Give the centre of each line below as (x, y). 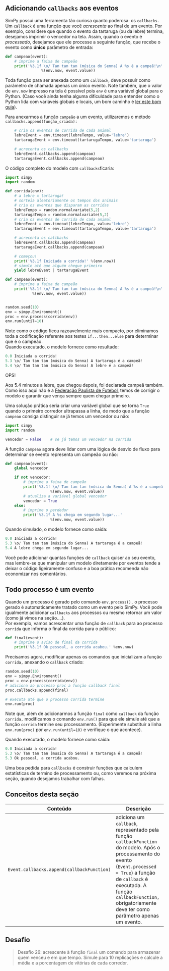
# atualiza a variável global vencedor (65, 496)
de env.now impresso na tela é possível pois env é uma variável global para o (84, 91)
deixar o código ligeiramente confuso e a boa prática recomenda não (77, 568)
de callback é (132, 879)
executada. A (131, 885)
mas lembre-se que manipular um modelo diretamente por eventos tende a (83, 563)
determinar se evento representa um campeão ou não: (62, 454)
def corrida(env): (24, 191)
